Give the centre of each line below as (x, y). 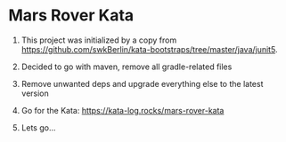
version (35, 93)
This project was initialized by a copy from (99, 40)
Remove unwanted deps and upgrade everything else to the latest (142, 83)
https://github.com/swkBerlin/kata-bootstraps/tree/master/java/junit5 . (149, 49)
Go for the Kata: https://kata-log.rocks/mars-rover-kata (123, 110)
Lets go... (38, 127)
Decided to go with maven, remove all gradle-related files (127, 67)
